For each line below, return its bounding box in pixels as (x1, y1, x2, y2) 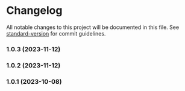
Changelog (6, 4, 63, 17)
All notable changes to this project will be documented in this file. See (6, 24, 180, 31)
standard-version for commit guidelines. (6, 30, 106, 37)
